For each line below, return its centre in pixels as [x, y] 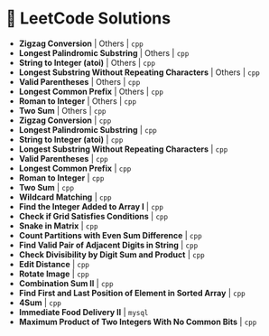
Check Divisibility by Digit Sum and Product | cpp [112, 254]
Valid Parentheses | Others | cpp [79, 81]
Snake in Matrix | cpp [58, 226]
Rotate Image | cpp [54, 274]
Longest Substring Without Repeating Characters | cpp [123, 149]
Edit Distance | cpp [54, 264]
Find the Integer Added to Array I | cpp [91, 206]
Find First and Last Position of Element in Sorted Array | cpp [132, 293]
